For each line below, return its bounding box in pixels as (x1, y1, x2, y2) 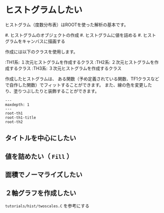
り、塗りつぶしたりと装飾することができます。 (5, 88, 100, 94)
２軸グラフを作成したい (5, 189, 76, 197)
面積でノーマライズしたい (5, 171, 82, 179)
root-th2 (5, 119, 23, 124)
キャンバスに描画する (22, 38, 65, 44)
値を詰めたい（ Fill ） (5, 152, 73, 160)
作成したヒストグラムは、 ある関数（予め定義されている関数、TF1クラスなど (5, 76, 160, 82)
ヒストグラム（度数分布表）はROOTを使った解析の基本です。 (5, 22, 129, 28)
